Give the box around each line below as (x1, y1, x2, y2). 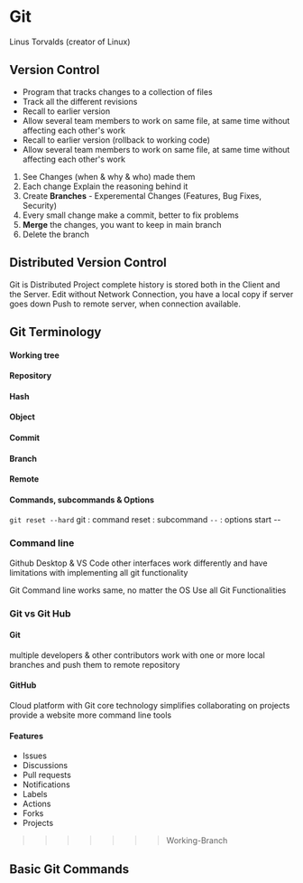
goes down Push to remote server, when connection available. (9, 298, 241, 309)
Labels (22, 789, 48, 800)
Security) (22, 200, 57, 211)
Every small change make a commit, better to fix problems (22, 210, 239, 221)
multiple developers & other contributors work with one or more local (9, 649, 266, 661)
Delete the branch (22, 229, 90, 240)
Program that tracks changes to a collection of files (22, 86, 214, 97)
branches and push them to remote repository (9, 659, 180, 670)
